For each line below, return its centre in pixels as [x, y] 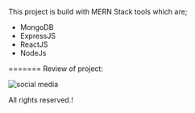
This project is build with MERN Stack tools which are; [98, 12]
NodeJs [33, 53]
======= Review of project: [56, 69]
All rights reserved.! [41, 100]
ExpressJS [38, 36]
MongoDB [37, 27]
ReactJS [34, 44]
